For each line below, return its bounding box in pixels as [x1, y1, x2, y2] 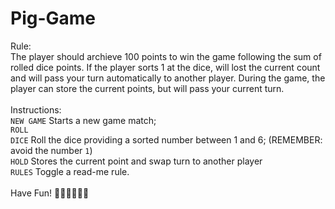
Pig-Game [10, 7, 97, 30]
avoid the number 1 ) [10, 144, 93, 156]
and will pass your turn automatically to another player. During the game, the [10, 72, 326, 84]
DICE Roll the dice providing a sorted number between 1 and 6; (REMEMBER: [10, 133, 323, 146]
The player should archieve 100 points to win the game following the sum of [10, 50, 322, 62]
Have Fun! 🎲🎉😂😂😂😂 [10, 187, 90, 199]
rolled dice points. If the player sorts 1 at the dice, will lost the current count [10, 61, 321, 73]
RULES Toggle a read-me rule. [10, 165, 130, 177]
